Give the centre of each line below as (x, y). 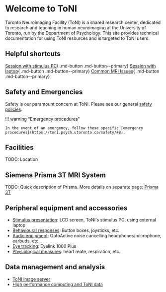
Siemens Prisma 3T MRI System (55, 175)
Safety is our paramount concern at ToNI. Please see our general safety (79, 104)
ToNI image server (31, 279)
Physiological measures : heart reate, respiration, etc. (66, 252)
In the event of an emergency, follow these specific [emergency (74, 128)
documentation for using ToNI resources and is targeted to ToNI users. (78, 38)
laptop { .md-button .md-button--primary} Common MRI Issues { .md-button (82, 71)
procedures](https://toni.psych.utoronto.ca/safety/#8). (65, 132)
